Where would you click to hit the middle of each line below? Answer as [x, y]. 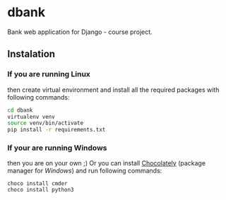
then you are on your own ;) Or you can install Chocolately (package [107, 163]
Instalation [31, 54]
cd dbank [20, 110]
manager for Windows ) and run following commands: [85, 171]
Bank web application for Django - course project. [80, 32]
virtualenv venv [31, 117]
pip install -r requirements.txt [56, 130]
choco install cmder [38, 184]
